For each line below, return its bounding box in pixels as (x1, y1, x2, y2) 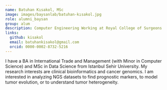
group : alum (5, 21, 30, 26)
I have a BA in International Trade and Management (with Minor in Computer (5, 58, 162, 64)
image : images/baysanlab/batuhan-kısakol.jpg (5, 12, 101, 17)
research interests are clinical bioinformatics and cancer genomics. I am (5, 68, 154, 75)
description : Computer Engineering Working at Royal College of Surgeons (5, 26, 162, 31)
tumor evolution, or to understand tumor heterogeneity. (5, 79, 119, 85)
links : (5, 30, 19, 35)
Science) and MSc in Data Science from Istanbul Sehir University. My (5, 63, 147, 69)
